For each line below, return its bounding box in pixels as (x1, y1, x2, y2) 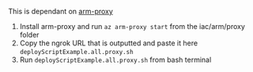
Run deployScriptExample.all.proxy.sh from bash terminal (19, 55, 212, 64)
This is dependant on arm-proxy (8, 7, 113, 16)
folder (19, 31, 40, 39)
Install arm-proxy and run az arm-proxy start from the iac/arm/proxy (19, 22, 245, 31)
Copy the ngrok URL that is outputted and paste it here (19, 38, 198, 48)
